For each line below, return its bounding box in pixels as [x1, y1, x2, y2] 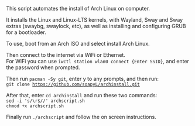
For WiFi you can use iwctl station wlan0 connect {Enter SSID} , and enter [6, 58, 189, 64]
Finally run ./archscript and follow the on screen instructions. [6, 114, 156, 120]
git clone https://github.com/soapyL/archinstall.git [6, 81, 141, 87]
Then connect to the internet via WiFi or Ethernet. [6, 52, 126, 58]
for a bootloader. [6, 29, 47, 36]
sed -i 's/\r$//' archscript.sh [6, 98, 85, 104]
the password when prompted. [6, 64, 80, 71]
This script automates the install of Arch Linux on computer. [6, 5, 150, 12]
